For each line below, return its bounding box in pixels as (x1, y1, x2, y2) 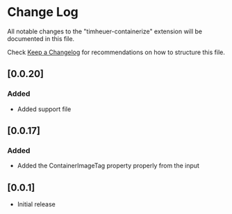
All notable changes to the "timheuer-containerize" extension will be (7, 27, 203, 35)
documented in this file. (7, 34, 75, 42)
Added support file (17, 105, 72, 113)
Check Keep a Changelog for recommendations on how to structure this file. (7, 48, 226, 56)
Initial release (17, 200, 56, 208)
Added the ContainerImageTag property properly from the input (17, 161, 200, 170)
